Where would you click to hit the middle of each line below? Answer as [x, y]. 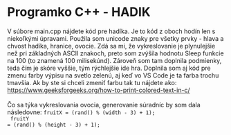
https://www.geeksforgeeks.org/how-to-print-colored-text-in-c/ [99, 90]
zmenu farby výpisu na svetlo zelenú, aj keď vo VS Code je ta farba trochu [113, 75]
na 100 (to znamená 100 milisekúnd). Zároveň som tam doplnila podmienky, [114, 60]
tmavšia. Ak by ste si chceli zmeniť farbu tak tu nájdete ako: [92, 82]
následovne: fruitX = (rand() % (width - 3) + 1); [81, 112]
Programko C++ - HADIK [79, 12]
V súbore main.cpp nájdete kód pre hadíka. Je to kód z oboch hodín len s [111, 31]
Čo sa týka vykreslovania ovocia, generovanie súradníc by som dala [104, 105]
